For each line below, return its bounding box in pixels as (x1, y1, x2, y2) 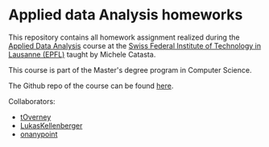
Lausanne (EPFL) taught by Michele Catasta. (8, 49, 156, 59)
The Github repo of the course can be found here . (8, 81, 174, 90)
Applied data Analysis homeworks (8, 6, 243, 24)
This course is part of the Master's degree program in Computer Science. (8, 65, 252, 74)
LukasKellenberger (19, 120, 83, 130)
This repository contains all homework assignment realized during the (8, 32, 240, 42)
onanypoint (19, 129, 58, 139)
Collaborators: (8, 96, 56, 106)
